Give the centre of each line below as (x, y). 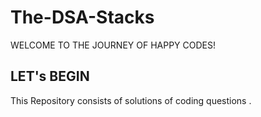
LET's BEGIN (50, 76)
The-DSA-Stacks (82, 17)
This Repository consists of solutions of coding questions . (131, 100)
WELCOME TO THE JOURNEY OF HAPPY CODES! (113, 45)
